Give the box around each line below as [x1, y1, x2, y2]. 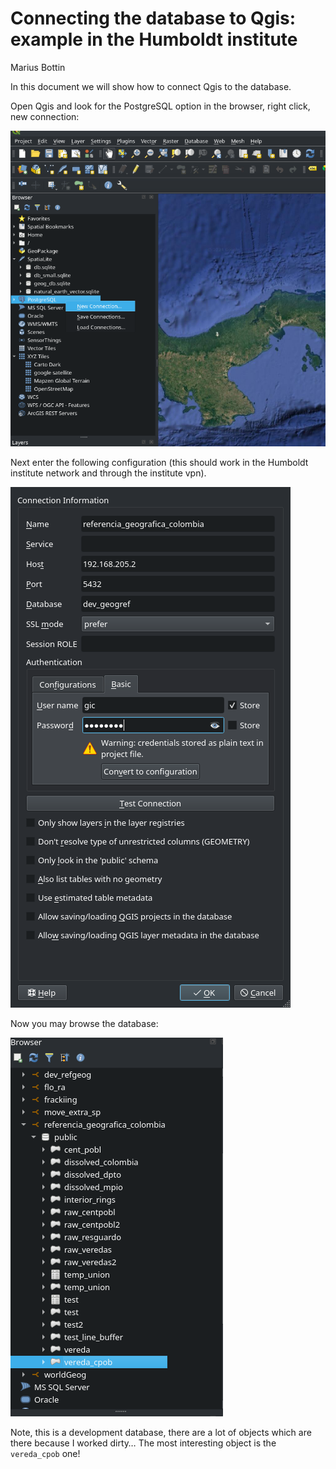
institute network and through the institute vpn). [10, 467, 207, 479]
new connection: [10, 110, 80, 122]
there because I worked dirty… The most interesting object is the [10, 1437, 277, 1449]
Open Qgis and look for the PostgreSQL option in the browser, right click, [10, 100, 311, 112]
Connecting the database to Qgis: [10, 7, 297, 30]
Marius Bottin [10, 61, 66, 73]
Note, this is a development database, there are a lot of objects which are [10, 1427, 312, 1439]
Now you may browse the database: [10, 1018, 159, 1030]
